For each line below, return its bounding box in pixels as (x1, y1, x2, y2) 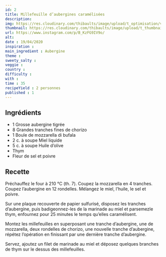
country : (5, 67, 26, 72)
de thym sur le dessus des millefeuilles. (5, 246, 85, 252)
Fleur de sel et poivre (12, 153, 56, 159)
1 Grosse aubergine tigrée (12, 122, 65, 128)
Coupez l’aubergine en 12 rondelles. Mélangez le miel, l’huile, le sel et (5, 186, 146, 192)
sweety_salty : (5, 58, 37, 63)
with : (5, 76, 19, 81)
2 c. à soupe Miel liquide (12, 137, 63, 144)
